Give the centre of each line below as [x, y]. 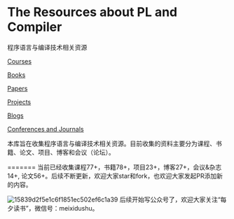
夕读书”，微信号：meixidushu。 [53, 208]
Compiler [35, 27]
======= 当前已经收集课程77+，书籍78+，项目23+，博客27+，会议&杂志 [115, 167]
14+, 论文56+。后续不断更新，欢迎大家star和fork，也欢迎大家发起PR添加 [112, 176]
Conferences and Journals [46, 129]
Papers [18, 88]
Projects [19, 101]
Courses [20, 61]
